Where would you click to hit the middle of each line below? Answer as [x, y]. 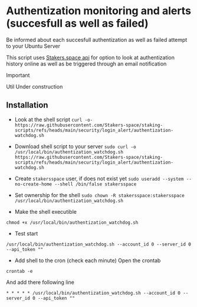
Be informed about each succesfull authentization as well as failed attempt [97, 40]
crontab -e [19, 271]
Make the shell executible [45, 211]
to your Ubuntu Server [33, 46]
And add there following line [40, 282]
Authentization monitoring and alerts [99, 11]
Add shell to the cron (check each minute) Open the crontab [88, 260]
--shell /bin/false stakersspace [96, 184]
